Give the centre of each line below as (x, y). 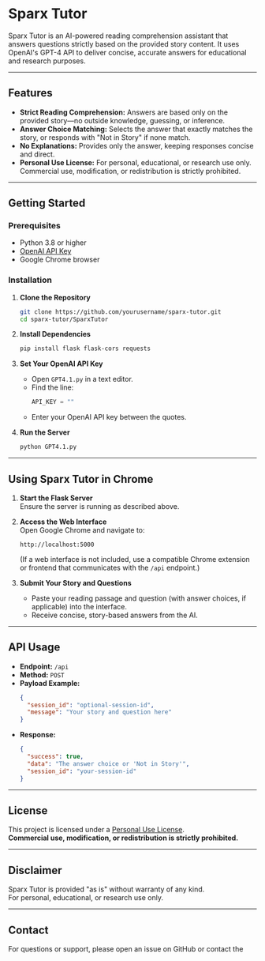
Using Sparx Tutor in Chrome (81, 479)
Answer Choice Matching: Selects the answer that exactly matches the (136, 129)
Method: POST (42, 675)
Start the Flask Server (56, 498)
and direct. (37, 154)
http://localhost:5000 (57, 545)
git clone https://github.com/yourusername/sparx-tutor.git (120, 312)
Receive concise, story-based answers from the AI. (115, 615)
